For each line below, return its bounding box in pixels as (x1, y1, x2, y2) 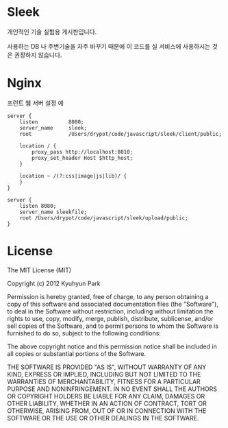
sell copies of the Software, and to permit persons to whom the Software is (7, 322, 219, 330)
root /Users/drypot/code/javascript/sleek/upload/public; (19, 214, 188, 222)
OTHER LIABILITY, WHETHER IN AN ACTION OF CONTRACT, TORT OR (7, 399, 207, 407)
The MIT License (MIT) (7, 265, 72, 274)
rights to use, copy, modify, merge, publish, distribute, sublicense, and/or (7, 314, 214, 322)
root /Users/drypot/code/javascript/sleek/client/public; (19, 130, 223, 137)
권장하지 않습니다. (14, 51, 62, 59)
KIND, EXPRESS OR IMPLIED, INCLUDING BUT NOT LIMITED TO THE (7, 370, 201, 378)
